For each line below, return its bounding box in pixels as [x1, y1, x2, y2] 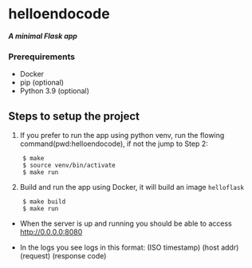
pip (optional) [19, 77, 65, 88]
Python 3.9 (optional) [19, 86, 90, 96]
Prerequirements [8, 51, 76, 62]
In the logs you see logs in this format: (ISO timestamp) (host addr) [19, 242, 239, 252]
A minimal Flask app [8, 31, 78, 41]
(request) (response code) [19, 251, 107, 261]
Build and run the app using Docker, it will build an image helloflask [19, 183, 245, 192]
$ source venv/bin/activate [22, 161, 116, 170]
